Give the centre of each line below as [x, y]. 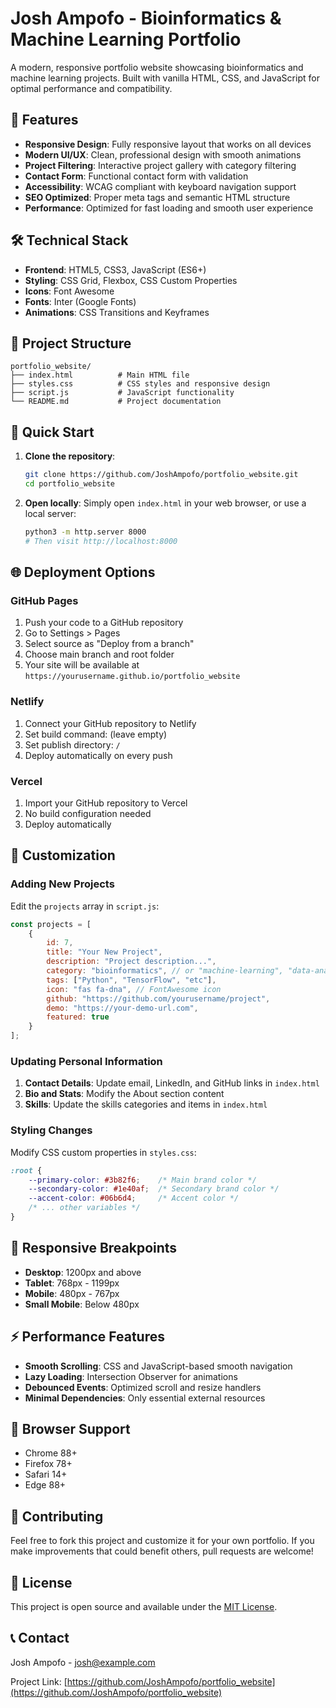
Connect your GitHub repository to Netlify [110, 723]
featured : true [78, 1017]
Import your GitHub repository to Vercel [106, 803]
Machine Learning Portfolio [126, 39]
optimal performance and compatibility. [91, 88]
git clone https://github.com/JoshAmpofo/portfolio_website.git [161, 475]
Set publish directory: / [72, 744]
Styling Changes [51, 1130]
